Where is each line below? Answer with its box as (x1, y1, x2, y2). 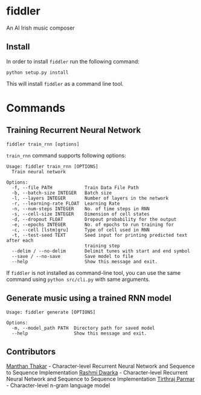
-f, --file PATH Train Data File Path (11, 184, 139, 191)
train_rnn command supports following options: (6, 152, 127, 159)
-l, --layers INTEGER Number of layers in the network (11, 195, 169, 201)
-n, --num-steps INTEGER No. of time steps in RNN (11, 205, 150, 212)
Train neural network (11, 169, 66, 175)
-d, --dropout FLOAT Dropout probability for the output (11, 216, 177, 222)
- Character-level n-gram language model (6, 382, 110, 389)
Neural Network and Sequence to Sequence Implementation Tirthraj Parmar (6, 376, 195, 383)
